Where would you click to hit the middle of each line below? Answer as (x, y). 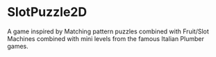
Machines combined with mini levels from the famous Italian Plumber (106, 38)
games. (18, 46)
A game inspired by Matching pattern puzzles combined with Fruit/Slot (108, 31)
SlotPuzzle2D (47, 12)
